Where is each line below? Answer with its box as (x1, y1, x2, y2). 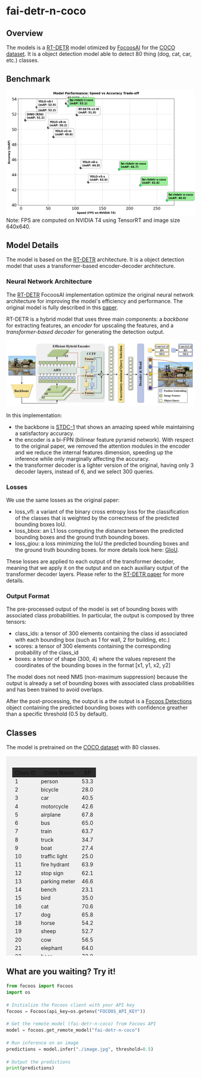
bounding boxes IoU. (14, 521, 66, 528)
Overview (6, 28, 44, 38)
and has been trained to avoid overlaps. (6, 686, 104, 693)
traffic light (41, 853, 68, 860)
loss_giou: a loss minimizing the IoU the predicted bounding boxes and (14, 540, 189, 547)
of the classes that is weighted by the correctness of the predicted (14, 514, 179, 522)
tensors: (6, 619, 27, 626)
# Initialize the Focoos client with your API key (6, 1002, 135, 1008)
